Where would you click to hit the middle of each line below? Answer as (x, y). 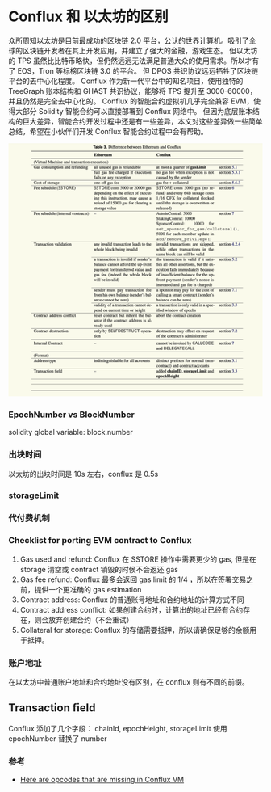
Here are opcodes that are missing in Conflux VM (102, 780)
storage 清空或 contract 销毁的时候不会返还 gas (99, 569)
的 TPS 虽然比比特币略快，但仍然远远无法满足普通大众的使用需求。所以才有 (134, 61)
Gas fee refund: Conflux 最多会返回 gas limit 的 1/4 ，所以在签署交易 (133, 579)
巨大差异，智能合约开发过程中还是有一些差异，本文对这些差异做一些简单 (142, 121)
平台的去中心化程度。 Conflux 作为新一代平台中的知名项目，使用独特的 (126, 81)
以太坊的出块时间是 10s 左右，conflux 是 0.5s (83, 474)
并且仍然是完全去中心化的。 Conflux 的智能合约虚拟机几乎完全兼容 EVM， (131, 101)
